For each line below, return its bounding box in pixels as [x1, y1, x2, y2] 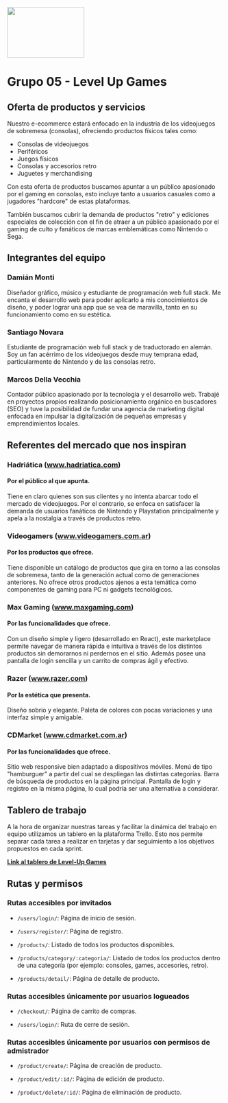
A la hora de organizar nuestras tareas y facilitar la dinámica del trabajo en [7, 823, 217, 831]
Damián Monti [7, 272, 55, 282]
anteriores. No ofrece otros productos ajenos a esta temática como [7, 578, 197, 586]
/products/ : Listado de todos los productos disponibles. [16, 940, 175, 949]
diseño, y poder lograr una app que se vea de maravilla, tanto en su [7, 303, 198, 311]
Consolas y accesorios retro [16, 162, 97, 170]
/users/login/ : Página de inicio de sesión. [16, 914, 136, 922]
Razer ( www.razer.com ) [7, 673, 88, 683]
